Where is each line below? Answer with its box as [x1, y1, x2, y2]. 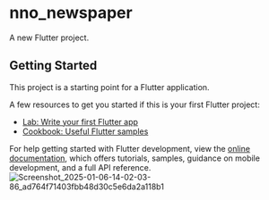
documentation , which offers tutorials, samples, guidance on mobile [9, 153, 260, 163]
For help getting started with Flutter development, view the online [9, 143, 251, 154]
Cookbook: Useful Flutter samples [22, 126, 149, 137]
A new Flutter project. [9, 32, 90, 43]
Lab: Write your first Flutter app [22, 116, 139, 127]
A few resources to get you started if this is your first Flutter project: [9, 99, 260, 110]
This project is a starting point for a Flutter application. [9, 81, 210, 92]
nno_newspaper [9, 3, 133, 23]
